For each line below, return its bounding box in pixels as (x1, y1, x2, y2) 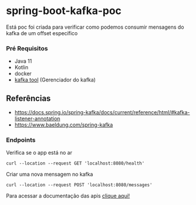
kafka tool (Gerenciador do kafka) (14, 76, 96, 83)
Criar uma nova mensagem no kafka (6, 171, 93, 178)
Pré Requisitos (6, 44, 48, 52)
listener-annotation (14, 115, 61, 122)
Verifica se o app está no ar (6, 149, 72, 156)
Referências (6, 93, 51, 103)
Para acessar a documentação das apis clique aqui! (6, 192, 130, 200)
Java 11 (14, 57, 32, 65)
